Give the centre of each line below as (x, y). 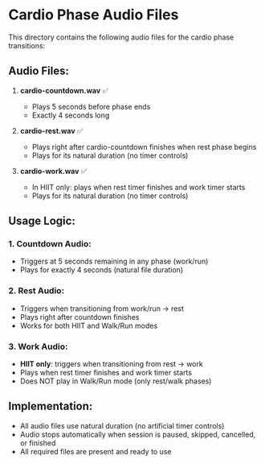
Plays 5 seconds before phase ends (91, 106)
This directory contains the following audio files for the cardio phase (121, 37)
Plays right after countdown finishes (79, 317)
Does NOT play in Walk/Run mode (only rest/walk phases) (116, 381)
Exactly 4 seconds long (71, 115)
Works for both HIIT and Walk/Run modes (89, 325)
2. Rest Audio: (37, 291)
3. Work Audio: (38, 346)
